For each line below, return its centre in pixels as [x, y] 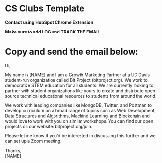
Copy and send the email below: [72, 52]
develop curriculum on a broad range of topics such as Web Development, [81, 110]
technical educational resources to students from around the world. [88, 96]
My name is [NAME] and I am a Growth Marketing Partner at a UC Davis [78, 75]
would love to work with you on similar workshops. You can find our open [79, 121]
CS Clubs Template [45, 9]
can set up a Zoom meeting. [34, 141]
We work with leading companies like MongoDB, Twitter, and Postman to [79, 105]
